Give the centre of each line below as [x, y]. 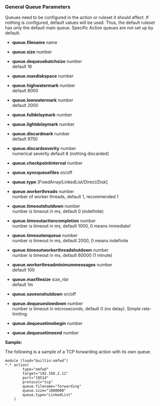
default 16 [22, 66]
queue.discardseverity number [44, 149]
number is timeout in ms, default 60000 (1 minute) [62, 256]
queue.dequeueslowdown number [47, 303]
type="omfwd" [36, 369]
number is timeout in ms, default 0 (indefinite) [58, 212]
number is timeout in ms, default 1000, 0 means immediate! [71, 226]
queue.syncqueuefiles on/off [42, 172]
